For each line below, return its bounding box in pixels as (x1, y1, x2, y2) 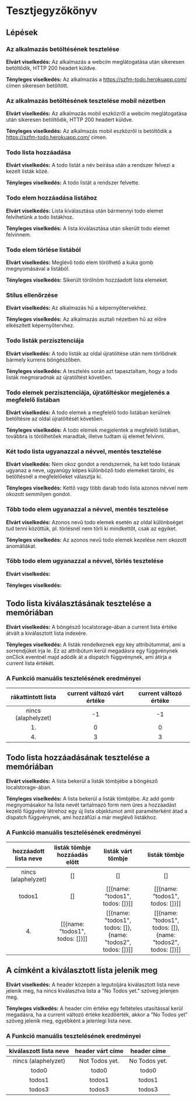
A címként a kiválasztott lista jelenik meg (6, 965, 157, 976)
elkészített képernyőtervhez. (6, 322, 75, 329)
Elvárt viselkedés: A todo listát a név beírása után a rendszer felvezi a (6, 162, 175, 169)
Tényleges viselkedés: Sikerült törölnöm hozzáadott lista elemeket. (6, 276, 169, 283)
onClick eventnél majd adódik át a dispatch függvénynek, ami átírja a (6, 653, 171, 660)
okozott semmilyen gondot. (6, 491, 72, 498)
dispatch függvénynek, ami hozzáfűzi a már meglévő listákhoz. (6, 813, 157, 820)
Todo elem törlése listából (6, 245, 81, 254)
